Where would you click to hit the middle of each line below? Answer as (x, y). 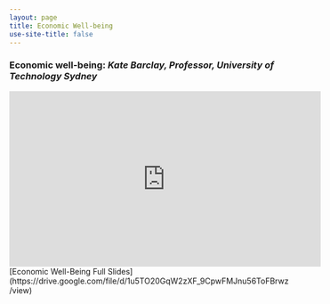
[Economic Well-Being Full (57, 271)
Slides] (120, 271)
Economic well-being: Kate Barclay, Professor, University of (141, 65)
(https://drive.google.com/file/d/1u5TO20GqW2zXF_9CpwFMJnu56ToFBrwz (149, 281)
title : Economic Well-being (61, 26)
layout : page (33, 17)
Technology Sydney (53, 77)
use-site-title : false (51, 34)
